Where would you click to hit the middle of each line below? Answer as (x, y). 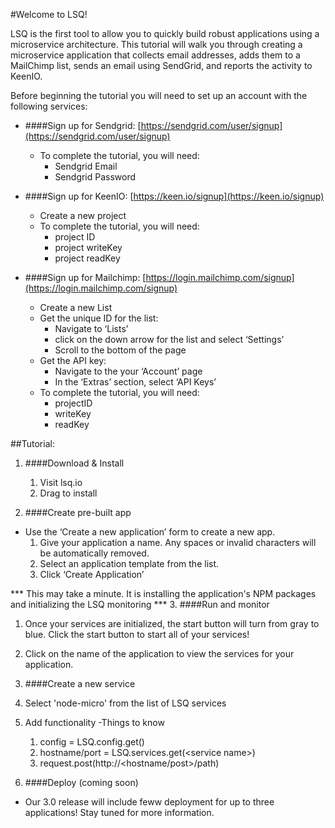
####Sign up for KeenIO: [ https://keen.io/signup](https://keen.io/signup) (174, 196)
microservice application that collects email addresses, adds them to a (155, 55)
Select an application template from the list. (129, 563)
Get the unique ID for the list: (99, 318)
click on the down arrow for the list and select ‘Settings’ (169, 339)
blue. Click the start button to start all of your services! (137, 634)
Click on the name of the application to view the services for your (159, 653)
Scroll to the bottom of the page (120, 350)
